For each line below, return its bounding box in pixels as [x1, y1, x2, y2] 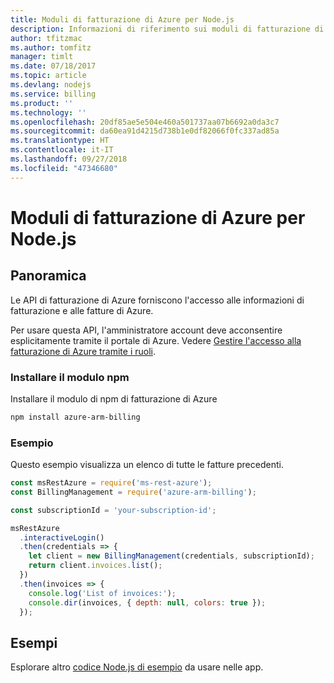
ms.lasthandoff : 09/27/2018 [10, 154, 128, 164]
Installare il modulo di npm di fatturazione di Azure [10, 392, 218, 405]
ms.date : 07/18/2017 [10, 61, 97, 71]
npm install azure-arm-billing [10, 412, 141, 422]
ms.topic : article [10, 71, 87, 81]
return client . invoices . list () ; [28, 561, 163, 571]
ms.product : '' [10, 98, 74, 108]
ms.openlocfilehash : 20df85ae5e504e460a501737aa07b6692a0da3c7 [10, 117, 280, 127]
